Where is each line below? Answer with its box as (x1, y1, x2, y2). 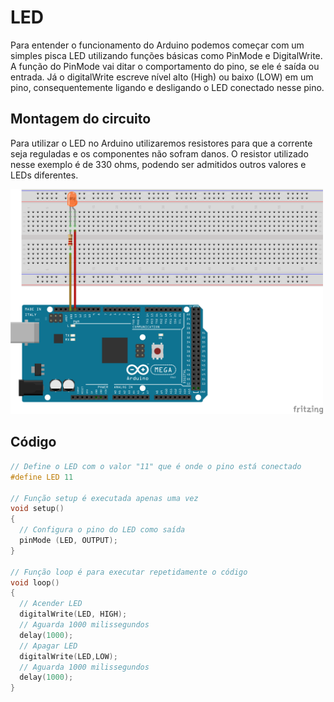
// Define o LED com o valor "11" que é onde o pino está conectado (10, 461, 302, 471)
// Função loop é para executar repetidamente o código (10, 567, 248, 577)
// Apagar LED (19, 641, 78, 651)
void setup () (10, 504, 65, 514)
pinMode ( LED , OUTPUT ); (19, 536, 118, 546)
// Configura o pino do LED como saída (19, 525, 186, 535)
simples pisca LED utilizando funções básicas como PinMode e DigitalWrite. (10, 49, 323, 61)
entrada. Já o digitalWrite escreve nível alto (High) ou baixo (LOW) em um (10, 71, 314, 83)
